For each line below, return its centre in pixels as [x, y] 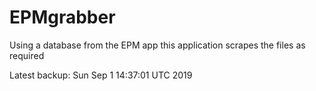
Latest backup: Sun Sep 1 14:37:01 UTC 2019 [101, 75]
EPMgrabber [62, 17]
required [27, 55]
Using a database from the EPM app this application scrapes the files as [157, 45]
